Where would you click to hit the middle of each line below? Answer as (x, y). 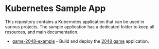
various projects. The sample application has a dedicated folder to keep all (80, 26)
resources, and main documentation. (42, 32)
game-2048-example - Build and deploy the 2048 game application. (80, 41)
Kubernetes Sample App (55, 8)
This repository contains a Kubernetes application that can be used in (75, 22)
